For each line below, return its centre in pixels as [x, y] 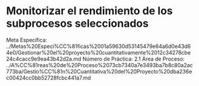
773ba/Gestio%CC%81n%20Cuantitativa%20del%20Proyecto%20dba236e [99, 71]
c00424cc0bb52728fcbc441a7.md [48, 78]
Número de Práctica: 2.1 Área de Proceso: [133, 59]
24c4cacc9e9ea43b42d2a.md [44, 59]
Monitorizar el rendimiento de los [90, 11]
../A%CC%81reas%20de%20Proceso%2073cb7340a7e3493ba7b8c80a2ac [99, 65]
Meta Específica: [27, 40]
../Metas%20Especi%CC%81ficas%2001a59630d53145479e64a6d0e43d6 [99, 46]
